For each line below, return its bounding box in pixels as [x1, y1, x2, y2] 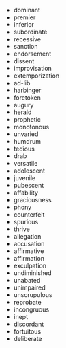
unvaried [13, 130, 39, 138]
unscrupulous [13, 291, 52, 298]
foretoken [13, 94, 41, 102]
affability [13, 188, 39, 197]
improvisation [13, 65, 52, 72]
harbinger [13, 86, 42, 94]
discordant [13, 320, 44, 328]
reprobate [13, 298, 42, 306]
